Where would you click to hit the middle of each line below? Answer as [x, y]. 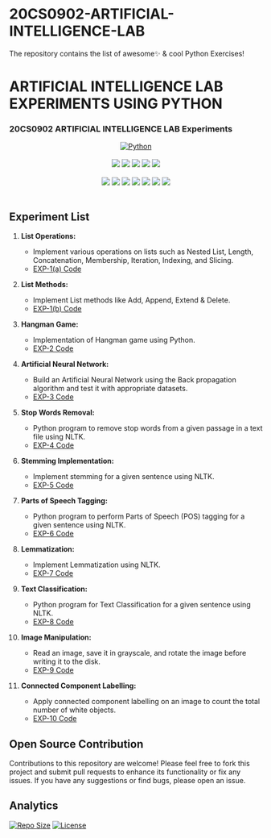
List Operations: [48, 236]
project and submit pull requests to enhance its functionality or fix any [125, 772]
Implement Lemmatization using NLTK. [97, 565]
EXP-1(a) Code [57, 269]
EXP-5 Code [53, 486]
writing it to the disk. [67, 661]
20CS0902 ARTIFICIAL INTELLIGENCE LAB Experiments [121, 129]
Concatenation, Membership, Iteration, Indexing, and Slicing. [133, 261]
